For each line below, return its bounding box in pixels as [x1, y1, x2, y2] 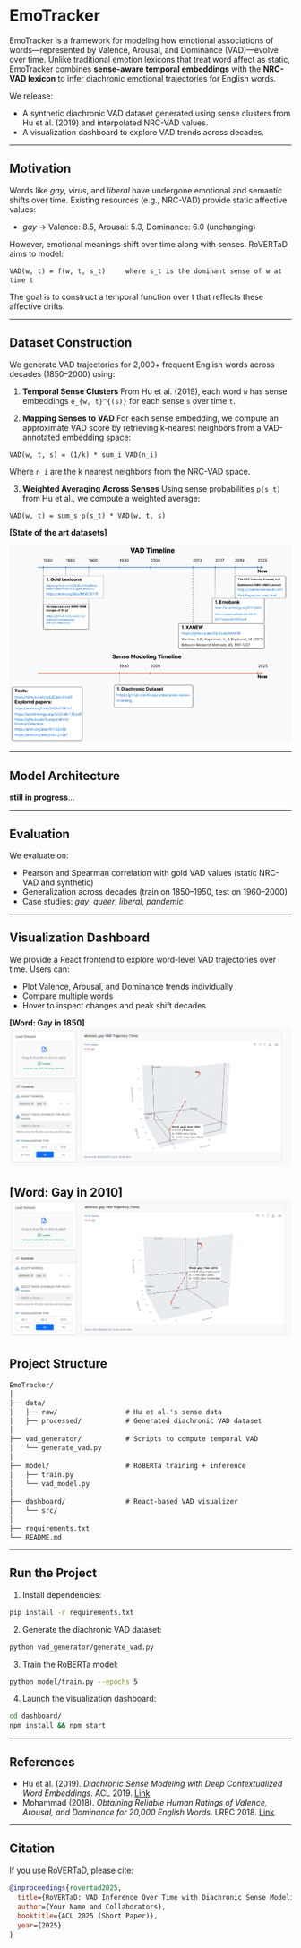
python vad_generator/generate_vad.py [9, 1643, 154, 1652]
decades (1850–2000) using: [9, 368, 116, 379]
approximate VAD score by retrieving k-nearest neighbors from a [21, 422, 262, 433]
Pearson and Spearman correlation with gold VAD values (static [21, 868, 257, 879]
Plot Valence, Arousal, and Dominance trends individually [21, 981, 234, 991]
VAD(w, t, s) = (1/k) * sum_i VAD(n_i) [9, 450, 159, 459]
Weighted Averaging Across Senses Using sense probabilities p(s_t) [21, 483, 281, 493]
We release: [9, 90, 54, 101]
